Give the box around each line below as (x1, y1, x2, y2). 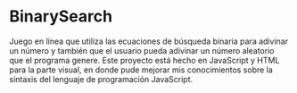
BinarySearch (9, 6, 113, 27)
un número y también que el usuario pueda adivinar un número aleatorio (9, 45, 275, 55)
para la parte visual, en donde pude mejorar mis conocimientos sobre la (9, 64, 274, 75)
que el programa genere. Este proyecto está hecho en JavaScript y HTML (9, 55, 280, 65)
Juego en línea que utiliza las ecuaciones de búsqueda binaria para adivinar (9, 36, 288, 46)
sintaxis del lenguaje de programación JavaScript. (9, 73, 194, 84)
